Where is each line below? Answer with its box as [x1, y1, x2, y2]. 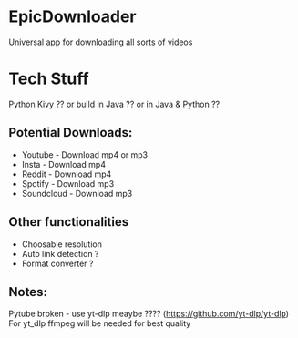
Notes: [8, 284, 47, 300]
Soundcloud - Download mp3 [21, 188, 133, 199]
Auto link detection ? [21, 248, 99, 259]
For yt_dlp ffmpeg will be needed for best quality [8, 318, 191, 329]
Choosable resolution [21, 239, 102, 250]
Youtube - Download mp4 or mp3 [21, 149, 148, 160]
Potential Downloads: [8, 125, 133, 140]
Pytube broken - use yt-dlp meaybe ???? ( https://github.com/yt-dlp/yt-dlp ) [8, 308, 289, 320]
